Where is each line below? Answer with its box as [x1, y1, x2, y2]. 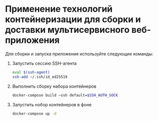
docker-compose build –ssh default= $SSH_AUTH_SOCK [12, 93, 118, 97]
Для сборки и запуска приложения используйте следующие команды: [5, 50, 154, 57]
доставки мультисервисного [5, 24, 130, 35]
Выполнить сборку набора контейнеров [12, 83, 97, 89]
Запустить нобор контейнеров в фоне [12, 101, 92, 107]
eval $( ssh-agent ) [12, 70, 50, 74]
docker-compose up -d [12, 111, 56, 116]
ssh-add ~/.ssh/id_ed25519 [12, 74, 68, 79]
